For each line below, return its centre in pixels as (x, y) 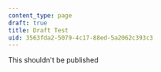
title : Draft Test (38, 30)
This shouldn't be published (53, 60)
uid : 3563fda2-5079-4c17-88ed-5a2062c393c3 (81, 38)
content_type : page (40, 15)
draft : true (28, 23)
